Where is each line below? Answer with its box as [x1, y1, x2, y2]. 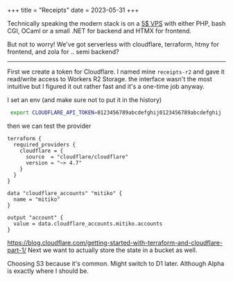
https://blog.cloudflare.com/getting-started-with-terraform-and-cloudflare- [7, 238, 223, 247]
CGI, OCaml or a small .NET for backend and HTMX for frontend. [7, 27, 192, 35]
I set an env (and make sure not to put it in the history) [7, 96, 162, 103]
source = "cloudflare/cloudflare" [25, 153, 129, 160]
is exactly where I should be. [7, 267, 89, 275]
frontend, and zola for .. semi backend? [7, 48, 119, 56]
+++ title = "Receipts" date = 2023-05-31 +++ [7, 6, 139, 14]
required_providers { [13, 141, 76, 148]
